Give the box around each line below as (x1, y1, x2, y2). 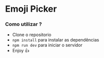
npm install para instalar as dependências (12, 37, 100, 43)
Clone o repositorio (12, 32, 52, 38)
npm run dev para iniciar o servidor (12, 42, 83, 48)
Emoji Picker (5, 3, 57, 15)
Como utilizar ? (5, 21, 42, 28)
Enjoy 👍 (12, 48, 30, 54)
